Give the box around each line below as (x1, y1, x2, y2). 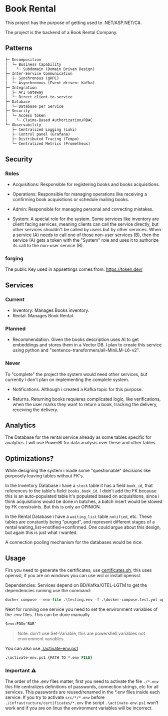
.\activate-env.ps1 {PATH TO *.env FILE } (5, 655, 93, 660)
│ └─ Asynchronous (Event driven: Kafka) (5, 81, 95, 86)
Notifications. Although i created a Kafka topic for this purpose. (12, 386, 143, 392)
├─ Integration (5, 85, 37, 90)
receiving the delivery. (12, 407, 58, 413)
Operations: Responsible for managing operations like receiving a (12, 191, 147, 197)
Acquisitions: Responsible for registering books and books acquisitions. (12, 182, 160, 188)
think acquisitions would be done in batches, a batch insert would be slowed (5, 498, 162, 504)
